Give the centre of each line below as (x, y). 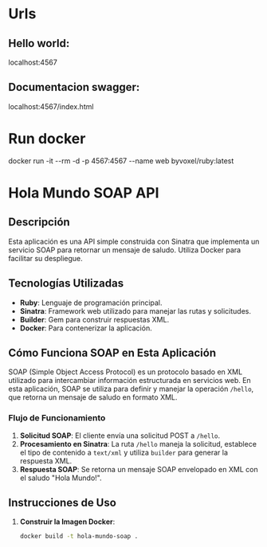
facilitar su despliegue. (46, 258)
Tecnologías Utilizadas (66, 283)
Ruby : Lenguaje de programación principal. (91, 303)
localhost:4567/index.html (51, 106)
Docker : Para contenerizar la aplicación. (86, 328)
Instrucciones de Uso (63, 503)
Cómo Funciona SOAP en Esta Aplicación (112, 352)
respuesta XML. (46, 461)
